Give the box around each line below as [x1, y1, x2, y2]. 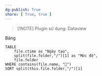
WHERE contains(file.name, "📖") [5, 62, 71, 67]
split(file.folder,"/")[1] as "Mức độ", [14, 53, 98, 58]
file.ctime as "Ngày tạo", [14, 49, 69, 54]
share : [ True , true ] [5, 12, 52, 17]
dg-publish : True [5, 7, 41, 12]
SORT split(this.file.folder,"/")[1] [5, 66, 83, 71]
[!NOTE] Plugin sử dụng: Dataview [17, 25, 87, 31]
